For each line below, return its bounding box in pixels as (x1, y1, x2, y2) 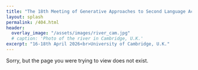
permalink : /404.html (6, 19, 60, 25)
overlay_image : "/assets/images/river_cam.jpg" (11, 30, 131, 36)
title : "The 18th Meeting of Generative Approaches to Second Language (6, 8, 186, 15)
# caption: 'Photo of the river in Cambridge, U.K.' (11, 36, 144, 41)
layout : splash (6, 14, 44, 20)
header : (6, 24, 25, 31)
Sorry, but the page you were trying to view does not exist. (6, 57, 148, 64)
